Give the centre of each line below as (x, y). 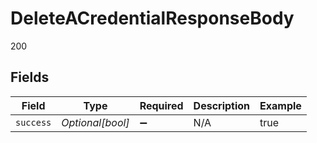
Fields (30, 77)
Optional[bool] (95, 122)
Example (280, 105)
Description (222, 105)
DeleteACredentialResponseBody (152, 18)
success (33, 122)
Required (161, 105)
